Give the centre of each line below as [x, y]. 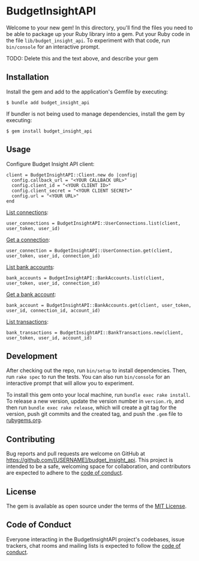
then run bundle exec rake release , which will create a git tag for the [91, 408]
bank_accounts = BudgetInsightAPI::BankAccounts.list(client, [85, 278]
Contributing [31, 439]
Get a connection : [28, 239]
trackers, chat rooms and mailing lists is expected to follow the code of [94, 545]
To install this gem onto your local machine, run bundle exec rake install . [98, 395]
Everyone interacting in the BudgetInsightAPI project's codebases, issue [95, 539]
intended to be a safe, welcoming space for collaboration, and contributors [98, 466]
